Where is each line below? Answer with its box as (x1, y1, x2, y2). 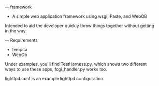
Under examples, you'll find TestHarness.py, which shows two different (5, 61, 147, 67)
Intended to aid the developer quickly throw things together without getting (5, 23, 155, 29)
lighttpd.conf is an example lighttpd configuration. (5, 76, 105, 81)
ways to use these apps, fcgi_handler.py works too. (5, 66, 107, 72)
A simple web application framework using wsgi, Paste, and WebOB (12, 14, 147, 19)
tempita (12, 47, 28, 52)
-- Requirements (5, 37, 38, 43)
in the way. (5, 28, 27, 33)
